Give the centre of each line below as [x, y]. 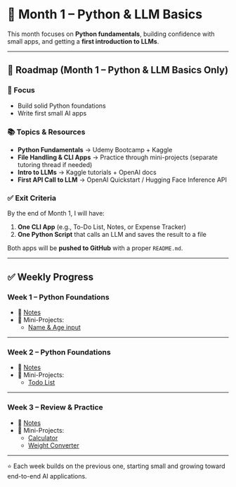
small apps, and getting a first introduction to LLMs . [83, 41]
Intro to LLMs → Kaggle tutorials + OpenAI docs [87, 172]
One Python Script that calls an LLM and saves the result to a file [112, 235]
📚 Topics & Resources [46, 132]
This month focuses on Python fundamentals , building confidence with [111, 34]
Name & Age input [54, 327]
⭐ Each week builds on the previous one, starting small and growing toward [117, 466]
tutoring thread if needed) [55, 164]
